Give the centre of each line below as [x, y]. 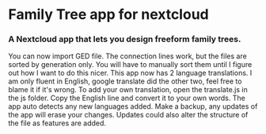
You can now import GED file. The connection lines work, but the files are [127, 56]
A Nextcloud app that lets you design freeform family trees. [125, 39]
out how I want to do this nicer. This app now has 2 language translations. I [130, 73]
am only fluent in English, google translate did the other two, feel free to [125, 81]
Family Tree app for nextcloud [108, 15]
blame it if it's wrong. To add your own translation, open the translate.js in [128, 90]
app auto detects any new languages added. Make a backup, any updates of [133, 106]
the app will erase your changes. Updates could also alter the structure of [128, 115]
